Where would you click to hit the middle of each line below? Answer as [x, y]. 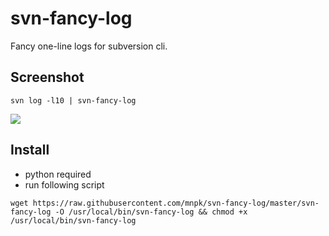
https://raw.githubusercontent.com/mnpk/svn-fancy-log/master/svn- [176, 203]
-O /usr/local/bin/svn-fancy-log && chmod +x [151, 212]
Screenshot [47, 77]
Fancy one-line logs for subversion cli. [89, 46]
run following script [64, 184]
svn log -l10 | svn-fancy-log [73, 100]
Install [30, 150]
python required [58, 174]
